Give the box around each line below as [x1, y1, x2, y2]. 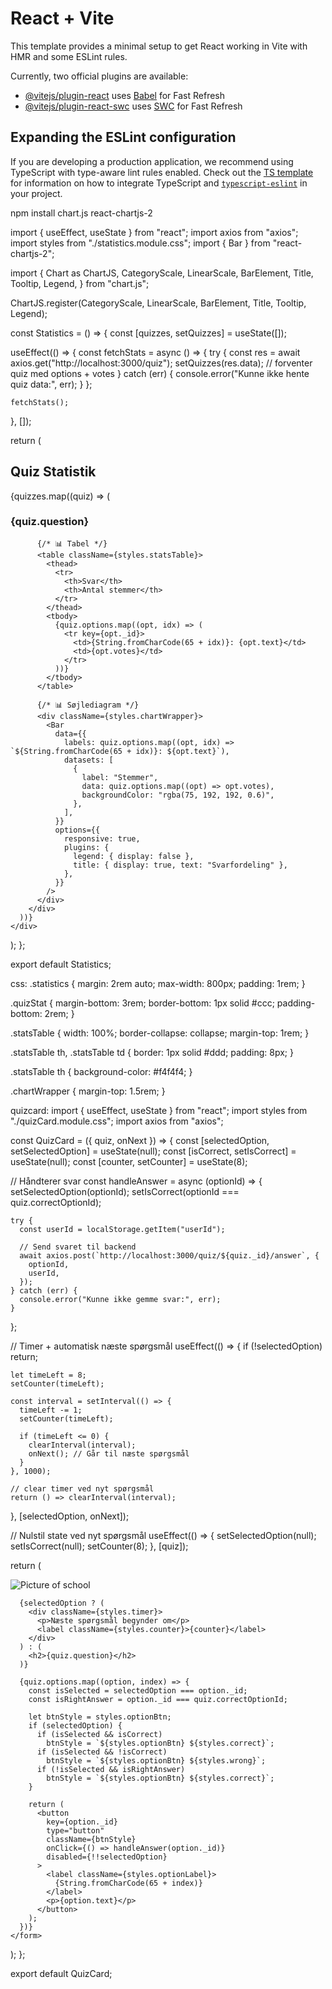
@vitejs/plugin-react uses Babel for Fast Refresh [24, 89, 226, 101]
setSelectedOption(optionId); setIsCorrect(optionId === [10, 1185, 240, 1197]
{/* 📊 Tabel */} [36, 538, 108, 549]
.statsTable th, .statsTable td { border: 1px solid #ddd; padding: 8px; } [10, 1046, 294, 1058]
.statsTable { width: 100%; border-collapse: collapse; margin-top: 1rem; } [10, 1027, 310, 1039]
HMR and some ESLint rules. [10, 50, 128, 62]
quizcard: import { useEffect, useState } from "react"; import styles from [10, 1104, 308, 1116]
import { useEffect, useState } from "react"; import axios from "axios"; [10, 226, 299, 238]
